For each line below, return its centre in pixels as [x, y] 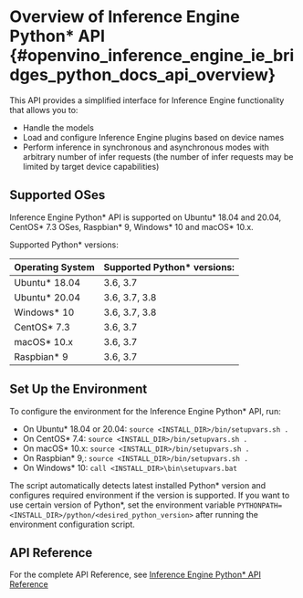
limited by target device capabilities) [91, 166]
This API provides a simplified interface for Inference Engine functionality [147, 100]
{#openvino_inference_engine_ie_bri [152, 56]
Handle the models [58, 127]
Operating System [54, 267]
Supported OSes [57, 195]
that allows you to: [44, 110]
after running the [227, 514]
